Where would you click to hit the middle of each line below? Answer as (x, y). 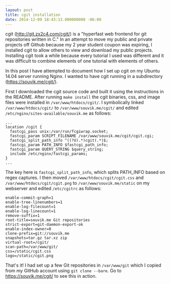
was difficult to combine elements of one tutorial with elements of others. (82, 61)
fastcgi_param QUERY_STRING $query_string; (57, 149)
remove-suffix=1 (22, 216)
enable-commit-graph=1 (29, 198)
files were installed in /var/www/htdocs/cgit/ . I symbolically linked (75, 102)
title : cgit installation (33, 15)
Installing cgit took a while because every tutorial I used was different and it (85, 56)
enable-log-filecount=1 (31, 207)
